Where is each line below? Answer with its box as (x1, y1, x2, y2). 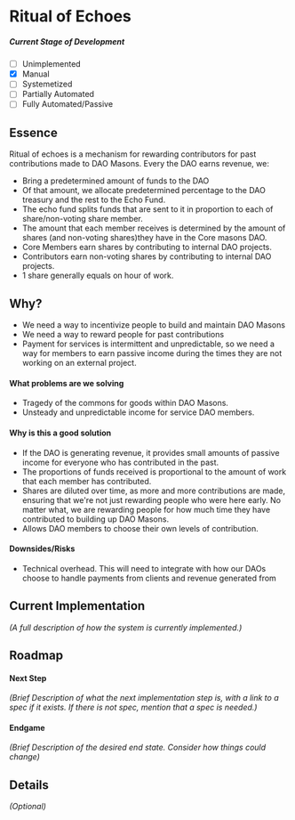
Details (9, 777, 49, 792)
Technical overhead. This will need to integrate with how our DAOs (21, 563, 267, 573)
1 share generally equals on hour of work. (21, 270, 174, 281)
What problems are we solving (9, 378, 124, 388)
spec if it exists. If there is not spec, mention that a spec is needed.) (9, 702, 258, 713)
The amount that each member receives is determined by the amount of (21, 223, 286, 233)
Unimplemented (21, 59, 82, 69)
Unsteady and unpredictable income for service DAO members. (21, 407, 255, 418)
